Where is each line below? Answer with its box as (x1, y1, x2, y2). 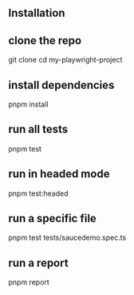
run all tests (8, 123, 69, 136)
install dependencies (8, 78, 115, 91)
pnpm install (8, 99, 49, 109)
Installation (8, 6, 65, 20)
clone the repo (8, 34, 82, 47)
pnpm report (8, 277, 49, 287)
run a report (8, 256, 69, 269)
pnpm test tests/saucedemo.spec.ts (8, 232, 127, 243)
